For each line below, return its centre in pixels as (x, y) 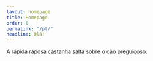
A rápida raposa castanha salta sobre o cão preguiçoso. (77, 51)
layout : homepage (28, 12)
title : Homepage (27, 18)
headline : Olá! (26, 34)
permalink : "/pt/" (30, 29)
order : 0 (17, 23)
